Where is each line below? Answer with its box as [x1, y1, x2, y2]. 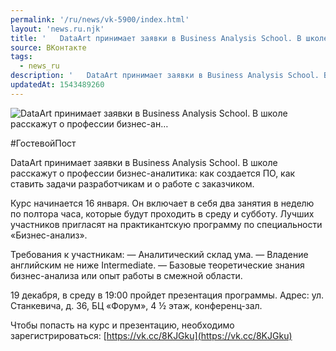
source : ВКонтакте [10, 42, 87, 53]
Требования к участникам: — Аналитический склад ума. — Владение [10, 248, 309, 260]
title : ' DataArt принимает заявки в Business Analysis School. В [10, 33, 302, 43]
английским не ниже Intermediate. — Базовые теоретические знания [10, 259, 305, 271]
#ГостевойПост [10, 137, 77, 149]
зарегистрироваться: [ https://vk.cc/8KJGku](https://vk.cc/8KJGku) [10, 329, 293, 341]
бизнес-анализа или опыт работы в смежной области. [10, 269, 243, 281]
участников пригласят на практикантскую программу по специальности [10, 218, 323, 230]
